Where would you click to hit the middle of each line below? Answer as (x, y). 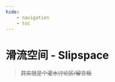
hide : (12, 12)
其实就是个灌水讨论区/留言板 (56, 73)
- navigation (33, 18)
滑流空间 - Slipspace (57, 55)
